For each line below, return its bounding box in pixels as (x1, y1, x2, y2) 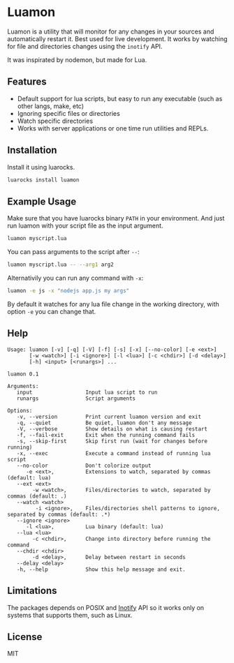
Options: (7, 407, 33, 414)
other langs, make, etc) (17, 102, 85, 110)
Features (7, 76, 47, 88)
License (7, 631, 43, 643)
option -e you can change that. (7, 307, 96, 315)
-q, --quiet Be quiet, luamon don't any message (16, 419, 192, 426)
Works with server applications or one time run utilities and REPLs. (17, 124, 209, 133)
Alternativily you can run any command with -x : (7, 274, 144, 282)
